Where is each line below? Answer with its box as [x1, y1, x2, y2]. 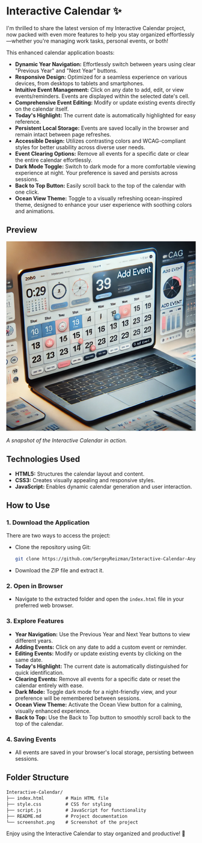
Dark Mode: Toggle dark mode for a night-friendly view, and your [14, 688, 177, 695]
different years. [14, 637, 53, 644]
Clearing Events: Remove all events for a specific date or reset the [14, 675, 180, 682]
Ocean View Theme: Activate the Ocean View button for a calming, [14, 700, 183, 708]
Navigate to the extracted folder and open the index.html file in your [14, 595, 185, 602]
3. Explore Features [6, 617, 64, 625]
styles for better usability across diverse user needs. [14, 143, 145, 151]
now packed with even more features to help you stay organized [6, 31, 165, 38]
